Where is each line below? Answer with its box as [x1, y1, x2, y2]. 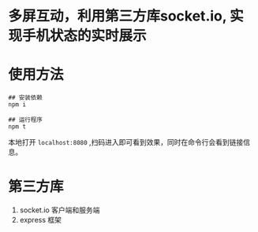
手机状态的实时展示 [22, 27, 148, 45]
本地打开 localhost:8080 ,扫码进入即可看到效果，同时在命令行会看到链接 [8, 138, 244, 147]
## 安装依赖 [8, 94, 43, 102]
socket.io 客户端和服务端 [19, 205, 100, 215]
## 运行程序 [8, 116, 43, 124]
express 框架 [19, 215, 62, 225]
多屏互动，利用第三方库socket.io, [8, 7, 227, 25]
